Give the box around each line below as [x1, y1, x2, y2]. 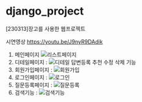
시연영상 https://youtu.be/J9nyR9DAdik [5, 38, 103, 45]
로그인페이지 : [14, 73, 48, 81]
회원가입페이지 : [14, 66, 52, 73]
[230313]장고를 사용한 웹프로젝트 [5, 25, 86, 32]
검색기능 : [14, 89, 38, 96]
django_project [5, 4, 84, 18]
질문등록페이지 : [14, 81, 52, 89]
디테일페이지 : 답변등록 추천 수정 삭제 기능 [14, 58, 137, 66]
